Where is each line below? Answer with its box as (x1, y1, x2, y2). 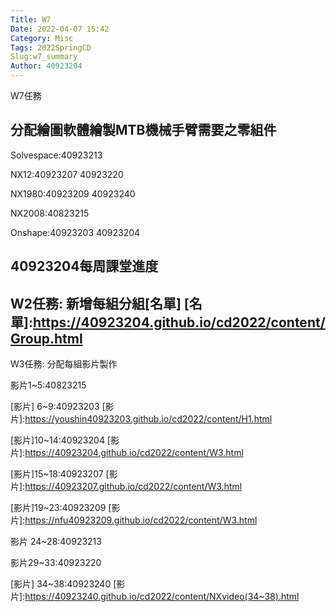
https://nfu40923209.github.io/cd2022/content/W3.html (24, 514, 258, 526)
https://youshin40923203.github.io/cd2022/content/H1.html (24, 413, 273, 425)
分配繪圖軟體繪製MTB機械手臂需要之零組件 (10, 122, 277, 139)
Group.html (10, 330, 83, 347)
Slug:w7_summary (10, 52, 78, 62)
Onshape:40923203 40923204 (10, 226, 141, 238)
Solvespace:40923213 (10, 149, 103, 161)
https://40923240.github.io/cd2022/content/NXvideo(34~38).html (24, 591, 300, 603)
